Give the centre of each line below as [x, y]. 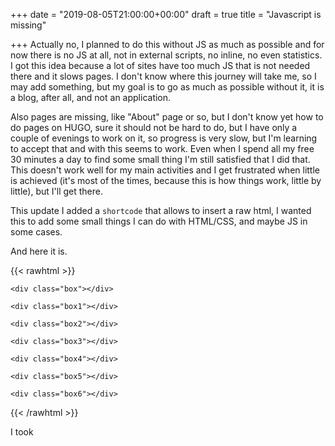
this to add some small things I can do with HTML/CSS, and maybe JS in [159, 221]
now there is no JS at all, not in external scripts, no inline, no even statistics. [166, 55]
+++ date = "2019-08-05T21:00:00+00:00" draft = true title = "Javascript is [166, 14]
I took [22, 432]
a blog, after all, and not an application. [91, 97]
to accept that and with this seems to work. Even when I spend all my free [162, 148]
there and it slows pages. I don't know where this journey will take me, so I [163, 76]
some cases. [36, 232]
